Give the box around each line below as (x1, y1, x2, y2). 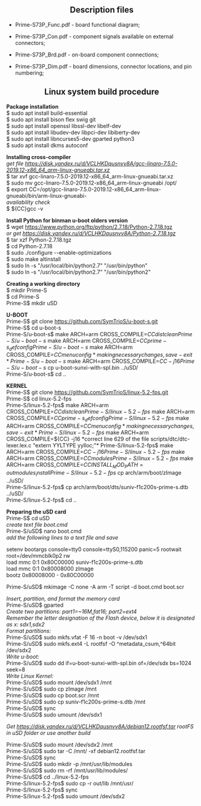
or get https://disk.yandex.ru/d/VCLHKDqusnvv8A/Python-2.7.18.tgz (6, 229, 176, 237)
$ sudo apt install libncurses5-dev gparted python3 (6, 135, 135, 142)
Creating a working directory (6, 280, 81, 287)
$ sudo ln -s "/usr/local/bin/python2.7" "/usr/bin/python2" (6, 268, 151, 276)
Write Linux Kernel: (6, 672, 54, 679)
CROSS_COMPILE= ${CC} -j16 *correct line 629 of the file (6, 435, 150, 442)
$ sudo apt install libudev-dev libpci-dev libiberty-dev (6, 129, 140, 136)
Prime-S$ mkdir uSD (6, 299, 58, 306)
